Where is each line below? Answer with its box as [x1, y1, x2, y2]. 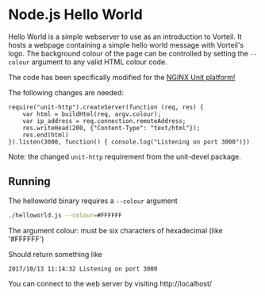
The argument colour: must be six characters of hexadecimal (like [8, 225, 224, 235]
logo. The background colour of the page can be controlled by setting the [8, 48, 248, 58]
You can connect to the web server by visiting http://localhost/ [8, 279, 213, 288]
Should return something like [8, 249, 103, 259]
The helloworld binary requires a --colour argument [8, 196, 179, 206]
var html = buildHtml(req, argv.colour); [22, 110, 161, 118]
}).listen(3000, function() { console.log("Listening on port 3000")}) [8, 137, 250, 146]
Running [8, 175, 52, 188]
